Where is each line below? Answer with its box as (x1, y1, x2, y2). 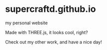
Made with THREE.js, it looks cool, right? (5, 29, 88, 35)
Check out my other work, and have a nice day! (5, 39, 102, 45)
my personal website (5, 20, 48, 26)
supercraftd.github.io (5, 3, 96, 15)
